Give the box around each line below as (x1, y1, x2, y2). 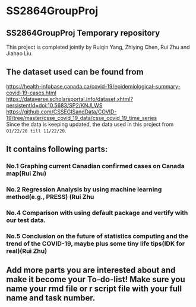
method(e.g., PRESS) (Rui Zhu (6, 193, 94, 201)
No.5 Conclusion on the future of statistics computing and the (6, 232, 189, 240)
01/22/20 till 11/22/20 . (6, 126, 67, 134)
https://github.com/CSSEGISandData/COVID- (6, 108, 117, 115)
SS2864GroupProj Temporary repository (6, 28, 160, 38)
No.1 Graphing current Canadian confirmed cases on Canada (6, 162, 185, 170)
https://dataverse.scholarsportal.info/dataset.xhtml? (6, 95, 134, 102)
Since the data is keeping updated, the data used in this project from (6, 121, 174, 128)
